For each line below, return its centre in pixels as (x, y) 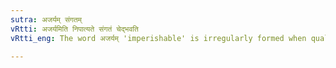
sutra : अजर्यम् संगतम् (46, 19)
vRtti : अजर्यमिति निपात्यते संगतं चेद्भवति (74, 29)
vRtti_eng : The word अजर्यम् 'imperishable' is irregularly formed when (158, 38)
